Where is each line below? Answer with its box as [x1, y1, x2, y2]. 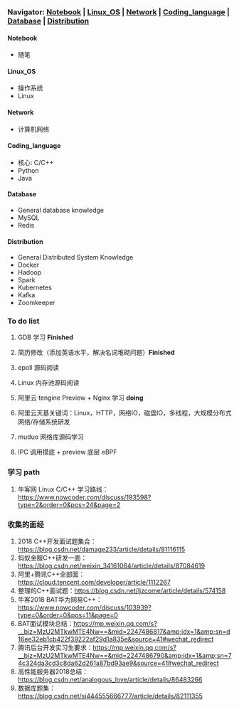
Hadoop [17, 268, 41, 277]
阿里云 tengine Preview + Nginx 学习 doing [17, 393, 144, 402]
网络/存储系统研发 [17, 418, 70, 426]
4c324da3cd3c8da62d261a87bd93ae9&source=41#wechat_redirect [17, 659, 219, 668]
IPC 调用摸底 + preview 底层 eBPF [17, 448, 117, 457]
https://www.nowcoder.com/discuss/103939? [17, 603, 152, 612]
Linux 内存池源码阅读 [17, 378, 80, 387]
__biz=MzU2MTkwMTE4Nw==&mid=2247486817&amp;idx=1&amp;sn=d [17, 627, 230, 636]
